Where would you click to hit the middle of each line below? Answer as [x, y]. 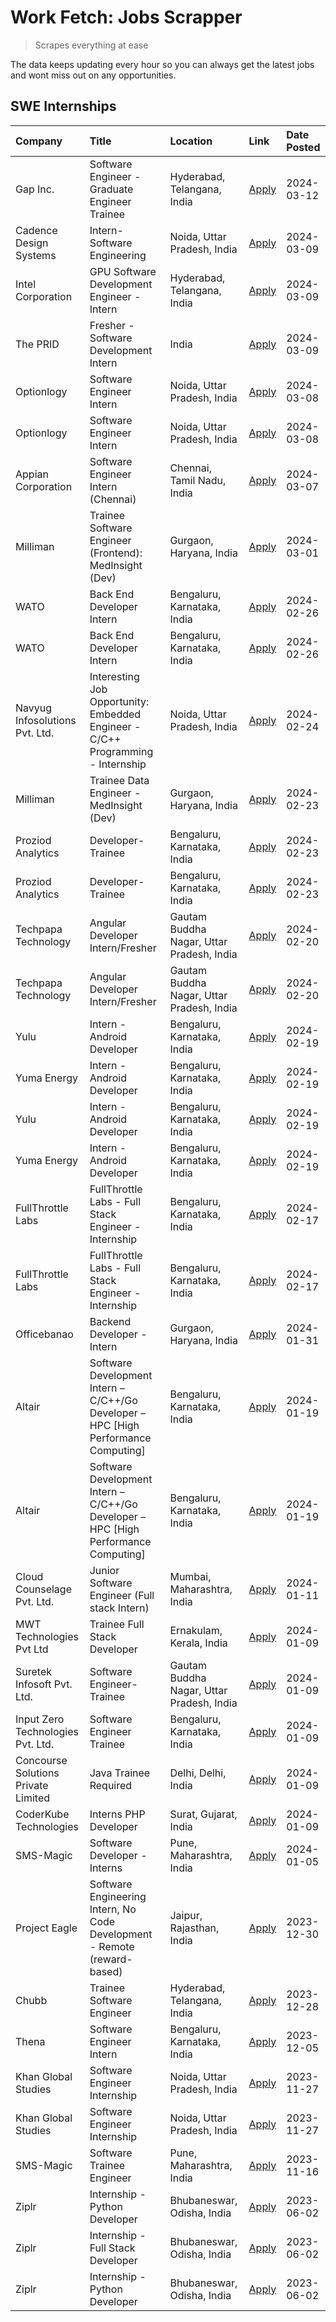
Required [111, 1785]
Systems [36, 255]
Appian [32, 474]
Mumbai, [190, 1576]
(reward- [111, 1959]
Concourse [41, 1760]
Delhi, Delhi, [198, 1773]
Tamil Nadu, [198, 480]
